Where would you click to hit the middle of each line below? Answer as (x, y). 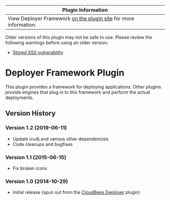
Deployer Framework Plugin (65, 73)
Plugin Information (85, 10)
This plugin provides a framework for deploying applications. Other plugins (83, 87)
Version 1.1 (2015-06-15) (36, 157)
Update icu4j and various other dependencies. (61, 139)
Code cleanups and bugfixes (42, 144)
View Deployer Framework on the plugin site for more (71, 18)
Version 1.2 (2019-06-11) (36, 128)
